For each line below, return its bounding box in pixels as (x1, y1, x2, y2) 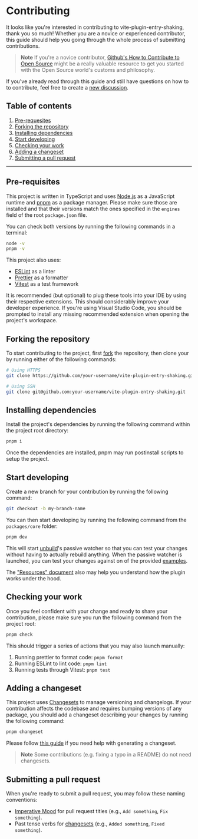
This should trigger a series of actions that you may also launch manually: (6, 642, 185, 649)
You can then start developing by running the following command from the (6, 517, 187, 523)
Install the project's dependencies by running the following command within (6, 421, 190, 428)
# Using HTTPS (6, 367, 41, 374)
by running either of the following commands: (6, 356, 117, 363)
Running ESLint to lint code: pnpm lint (14, 660, 107, 667)
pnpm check (6, 632, 33, 637)
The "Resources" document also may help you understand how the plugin (6, 569, 186, 576)
